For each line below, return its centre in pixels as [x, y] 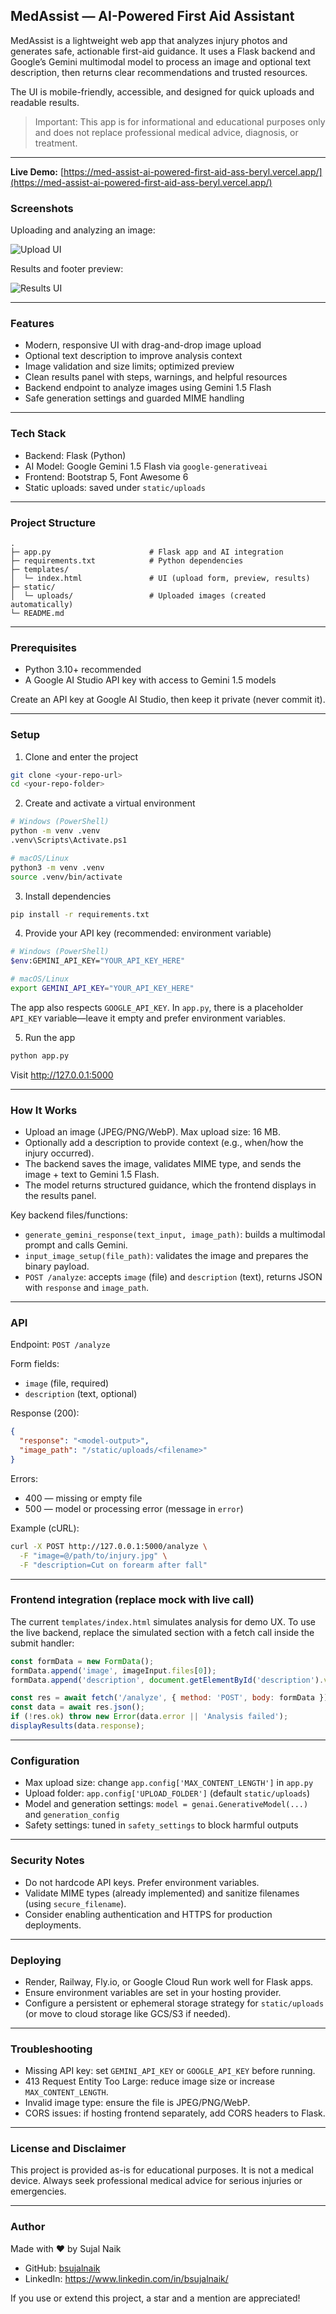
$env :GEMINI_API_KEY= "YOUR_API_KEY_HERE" [98, 961]
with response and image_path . [86, 1288]
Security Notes [47, 1861]
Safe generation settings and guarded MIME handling [134, 398]
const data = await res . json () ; [77, 1707]
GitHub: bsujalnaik [62, 2268]
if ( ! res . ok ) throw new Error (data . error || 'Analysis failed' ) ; [149, 1717]
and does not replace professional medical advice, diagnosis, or [166, 132]
